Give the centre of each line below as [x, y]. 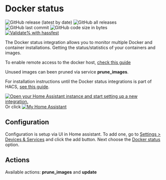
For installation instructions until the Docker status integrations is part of [79, 81]
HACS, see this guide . [27, 86]
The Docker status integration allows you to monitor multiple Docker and [79, 42]
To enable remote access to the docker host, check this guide [68, 62]
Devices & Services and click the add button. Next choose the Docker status [83, 139]
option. [12, 144]
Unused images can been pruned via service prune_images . [67, 72]
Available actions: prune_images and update [51, 172]
